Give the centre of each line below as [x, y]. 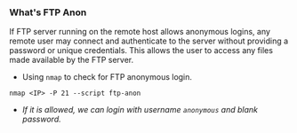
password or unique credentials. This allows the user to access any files [141, 51]
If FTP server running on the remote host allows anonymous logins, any [140, 32]
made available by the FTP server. [72, 60]
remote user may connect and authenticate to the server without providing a [149, 41]
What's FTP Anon [48, 12]
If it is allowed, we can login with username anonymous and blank [140, 110]
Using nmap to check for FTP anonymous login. [107, 77]
